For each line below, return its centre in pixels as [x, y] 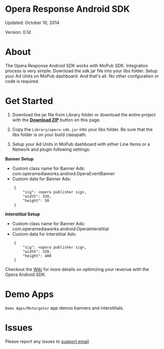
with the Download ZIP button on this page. [56, 120]
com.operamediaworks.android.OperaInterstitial [60, 229]
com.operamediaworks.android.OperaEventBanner [64, 173]
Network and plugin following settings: [51, 149]
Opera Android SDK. [26, 274]
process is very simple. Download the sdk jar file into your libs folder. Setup [81, 71]
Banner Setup [19, 159]
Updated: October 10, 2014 [32, 23]
